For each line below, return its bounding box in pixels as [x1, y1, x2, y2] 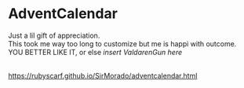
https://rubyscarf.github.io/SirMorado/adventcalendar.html [8, 71, 198, 80]
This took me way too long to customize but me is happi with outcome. [8, 38, 237, 48]
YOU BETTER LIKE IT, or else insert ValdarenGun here [8, 47, 183, 57]
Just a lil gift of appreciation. [8, 31, 100, 40]
